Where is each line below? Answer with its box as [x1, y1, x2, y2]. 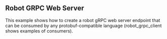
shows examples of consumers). [5, 27, 73, 34]
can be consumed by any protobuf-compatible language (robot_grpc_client [5, 22, 162, 28]
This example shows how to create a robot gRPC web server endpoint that [5, 17, 160, 23]
